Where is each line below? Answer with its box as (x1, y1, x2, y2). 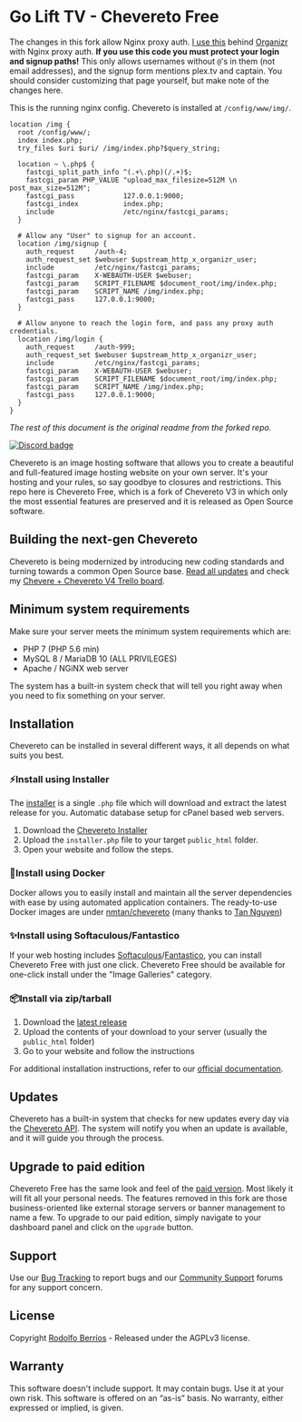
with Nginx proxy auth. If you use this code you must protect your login (9, 45, 279, 56)
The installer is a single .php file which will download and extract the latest (9, 797, 287, 808)
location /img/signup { (17, 239, 107, 248)
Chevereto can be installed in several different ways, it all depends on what (9, 741, 290, 751)
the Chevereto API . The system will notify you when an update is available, (9, 1123, 288, 1134)
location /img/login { (17, 334, 103, 343)
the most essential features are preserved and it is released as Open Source (9, 495, 294, 506)
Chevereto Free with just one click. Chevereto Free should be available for (9, 960, 286, 970)
